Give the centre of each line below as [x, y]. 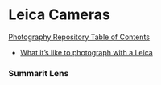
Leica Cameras [59, 15]
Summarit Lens [39, 73]
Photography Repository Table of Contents [79, 37]
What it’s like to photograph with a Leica [86, 52]
